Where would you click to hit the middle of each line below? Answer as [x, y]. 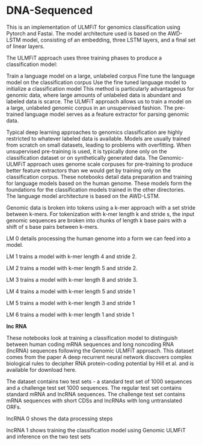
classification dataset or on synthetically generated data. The [82, 157]
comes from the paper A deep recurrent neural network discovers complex [99, 357]
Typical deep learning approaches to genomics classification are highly [95, 132]
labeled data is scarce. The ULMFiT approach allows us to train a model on [99, 101]
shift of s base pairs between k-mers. [53, 226]
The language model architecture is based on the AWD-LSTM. [83, 196]
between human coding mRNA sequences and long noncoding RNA [90, 344]
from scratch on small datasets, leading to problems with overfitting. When [99, 145]
